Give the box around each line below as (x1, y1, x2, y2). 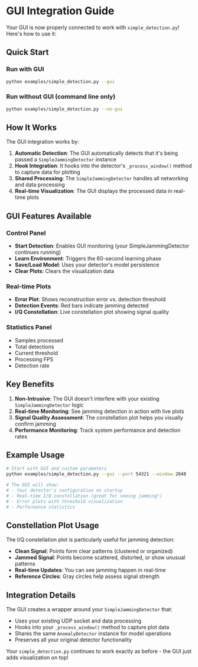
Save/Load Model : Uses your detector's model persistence (14, 261, 160, 268)
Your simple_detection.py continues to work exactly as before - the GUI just (6, 648, 192, 655)
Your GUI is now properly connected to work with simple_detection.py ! (6, 24, 180, 31)
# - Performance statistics (6, 504, 76, 510)
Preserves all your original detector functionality (14, 636, 132, 643)
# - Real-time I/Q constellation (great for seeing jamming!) (6, 493, 163, 499)
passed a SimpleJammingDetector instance (14, 156, 116, 163)
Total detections (14, 343, 54, 350)
